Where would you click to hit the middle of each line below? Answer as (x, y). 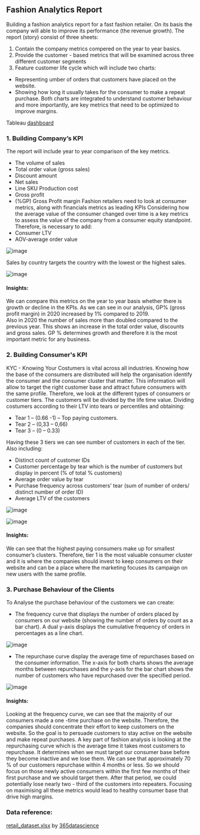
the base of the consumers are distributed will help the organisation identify (99, 374)
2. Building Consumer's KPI (47, 355)
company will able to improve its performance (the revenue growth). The (96, 31)
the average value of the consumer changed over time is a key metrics (101, 214)
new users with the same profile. (46, 574)
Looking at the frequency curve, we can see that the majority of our (89, 714)
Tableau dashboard (30, 123)
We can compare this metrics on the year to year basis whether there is (94, 301)
